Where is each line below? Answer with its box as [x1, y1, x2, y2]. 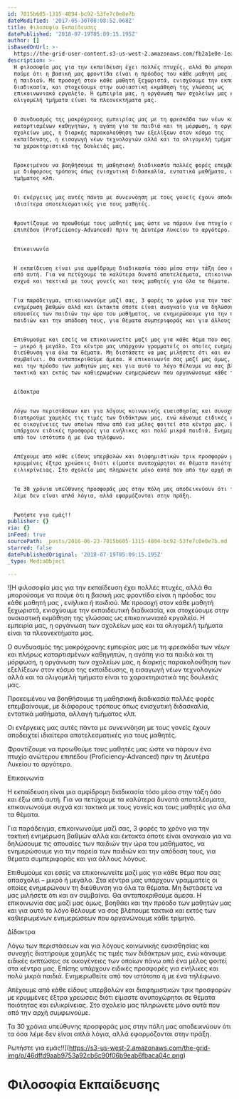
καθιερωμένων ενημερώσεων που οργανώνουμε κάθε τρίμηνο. [7, 914, 196, 923]
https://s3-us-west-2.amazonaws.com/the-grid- [68, 1043, 211, 1053]
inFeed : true [7, 531, 46, 539]
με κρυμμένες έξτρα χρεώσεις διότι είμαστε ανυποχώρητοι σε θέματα [7, 993, 216, 1002]
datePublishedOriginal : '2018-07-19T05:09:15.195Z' [7, 551, 164, 558]
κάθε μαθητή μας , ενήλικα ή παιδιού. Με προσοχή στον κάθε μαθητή [7, 599, 214, 607]
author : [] [7, 37, 40, 44]
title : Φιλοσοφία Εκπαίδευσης [7, 24, 97, 31]
